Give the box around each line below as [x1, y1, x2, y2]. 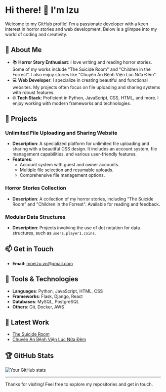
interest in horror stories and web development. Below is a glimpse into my [5, 26, 157, 32]
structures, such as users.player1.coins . [12, 230, 96, 236]
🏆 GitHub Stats [5, 351, 54, 360]
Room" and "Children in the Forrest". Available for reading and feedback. [12, 201, 161, 207]
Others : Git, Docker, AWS [12, 304, 64, 310]
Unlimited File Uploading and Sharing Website [5, 130, 118, 137]
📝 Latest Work [5, 318, 49, 327]
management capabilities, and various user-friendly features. [12, 151, 137, 157]
